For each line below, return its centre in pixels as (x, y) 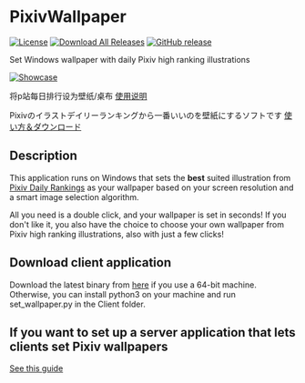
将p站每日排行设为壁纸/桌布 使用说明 (78, 96)
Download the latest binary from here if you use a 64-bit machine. (133, 285)
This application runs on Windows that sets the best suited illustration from (150, 177)
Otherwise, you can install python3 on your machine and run (123, 294)
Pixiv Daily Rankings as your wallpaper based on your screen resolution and (152, 187)
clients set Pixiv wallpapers (89, 346)
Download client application (90, 262)
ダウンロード (57, 126)
